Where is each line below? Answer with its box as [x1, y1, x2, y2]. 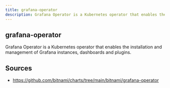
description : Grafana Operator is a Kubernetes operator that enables [5, 12, 157, 17]
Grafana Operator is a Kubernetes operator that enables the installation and [5, 44, 162, 50]
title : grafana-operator [5, 7, 58, 13]
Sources [5, 64, 32, 72]
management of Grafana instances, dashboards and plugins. [5, 49, 132, 55]
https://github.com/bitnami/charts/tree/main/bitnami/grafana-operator [12, 77, 159, 83]
